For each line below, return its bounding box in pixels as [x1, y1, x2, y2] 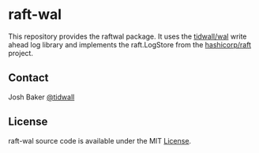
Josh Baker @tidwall [8, 92, 75, 102]
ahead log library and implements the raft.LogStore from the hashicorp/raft [8, 39, 251, 49]
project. [8, 48, 34, 58]
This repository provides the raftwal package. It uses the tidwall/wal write [8, 32, 247, 41]
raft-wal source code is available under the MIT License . [8, 136, 192, 145]
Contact [8, 71, 49, 84]
